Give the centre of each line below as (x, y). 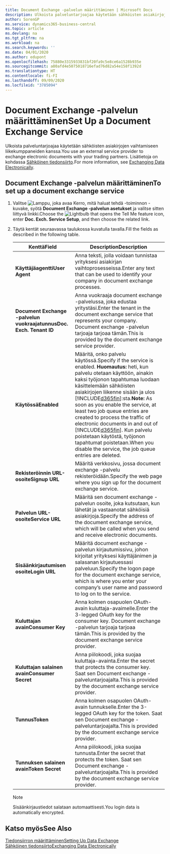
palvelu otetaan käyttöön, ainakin (114, 373)
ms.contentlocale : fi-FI (31, 76)
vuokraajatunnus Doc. (41, 324)
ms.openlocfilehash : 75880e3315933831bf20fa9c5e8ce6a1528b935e (73, 62)
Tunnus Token (32, 720)
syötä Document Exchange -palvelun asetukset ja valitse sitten (97, 208)
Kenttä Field (43, 247)
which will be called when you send (117, 529)
